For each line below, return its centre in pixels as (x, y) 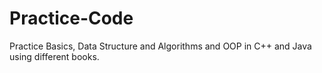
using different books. (54, 56)
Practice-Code (71, 18)
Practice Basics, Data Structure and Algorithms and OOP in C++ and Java (160, 46)
